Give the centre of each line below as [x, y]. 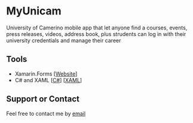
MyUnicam [34, 11]
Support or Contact [43, 99]
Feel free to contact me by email [46, 113]
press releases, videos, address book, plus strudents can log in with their [96, 34]
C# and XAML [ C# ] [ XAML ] [48, 80]
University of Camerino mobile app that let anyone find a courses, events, [97, 28]
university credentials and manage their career [64, 40]
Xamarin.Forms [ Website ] [46, 74]
